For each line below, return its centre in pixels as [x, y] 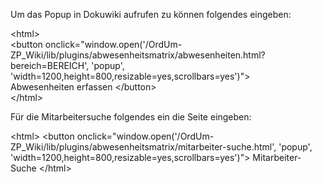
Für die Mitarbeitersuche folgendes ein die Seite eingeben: [131, 117]
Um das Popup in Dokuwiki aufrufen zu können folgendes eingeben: [151, 14]
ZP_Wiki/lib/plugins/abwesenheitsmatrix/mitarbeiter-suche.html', [143, 147]
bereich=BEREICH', [50, 65]
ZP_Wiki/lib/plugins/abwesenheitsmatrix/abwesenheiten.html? [138, 55]
